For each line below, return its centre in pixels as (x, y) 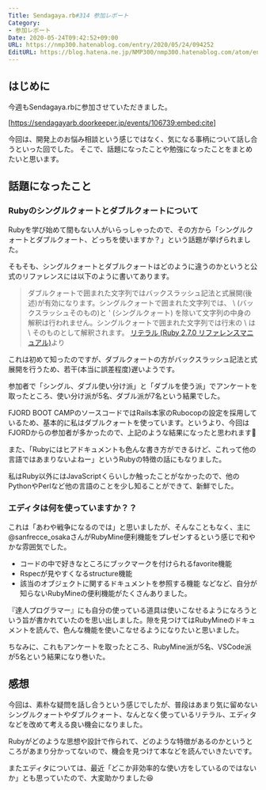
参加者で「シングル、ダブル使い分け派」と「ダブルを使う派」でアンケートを (133, 386)
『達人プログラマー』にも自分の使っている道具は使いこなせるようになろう (129, 610)
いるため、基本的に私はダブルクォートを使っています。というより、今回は (129, 422)
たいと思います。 (36, 158)
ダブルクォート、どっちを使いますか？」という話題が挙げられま (139, 239)
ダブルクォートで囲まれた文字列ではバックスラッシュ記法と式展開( (136, 293)
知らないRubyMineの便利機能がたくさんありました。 (105, 593)
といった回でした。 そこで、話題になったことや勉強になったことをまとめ (134, 149)
